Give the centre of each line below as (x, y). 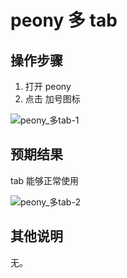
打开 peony (48, 86)
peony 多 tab (64, 20)
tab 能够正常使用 (45, 180)
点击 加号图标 (52, 99)
